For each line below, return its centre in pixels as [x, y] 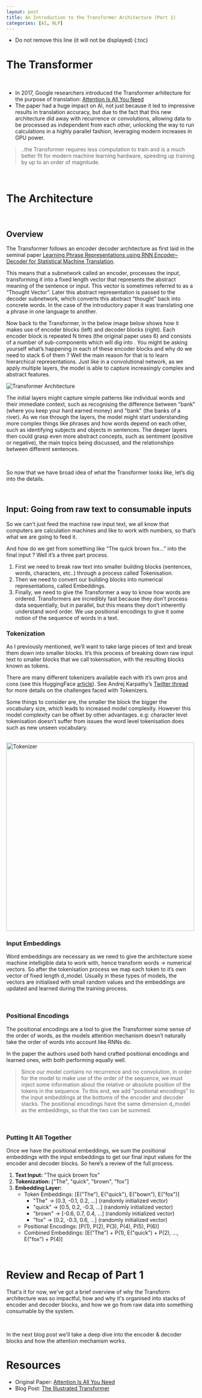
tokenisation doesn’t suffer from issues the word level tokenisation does [95, 721]
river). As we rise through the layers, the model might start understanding [97, 417]
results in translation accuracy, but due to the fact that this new [93, 112]
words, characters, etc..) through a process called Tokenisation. [94, 573]
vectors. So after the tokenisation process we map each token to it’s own [96, 969]
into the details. [25, 479]
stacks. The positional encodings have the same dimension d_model [106, 1104]
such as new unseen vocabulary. [47, 728]
